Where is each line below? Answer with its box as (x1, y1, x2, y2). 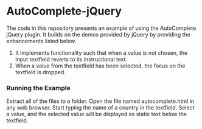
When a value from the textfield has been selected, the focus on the (15, 62, 186, 69)
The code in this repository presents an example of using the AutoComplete (6, 24, 197, 32)
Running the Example (6, 83, 71, 92)
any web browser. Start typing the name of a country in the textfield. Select (6, 104, 195, 111)
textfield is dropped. (15, 68, 66, 75)
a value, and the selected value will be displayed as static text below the (6, 111, 187, 118)
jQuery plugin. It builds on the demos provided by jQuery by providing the (6, 30, 190, 38)
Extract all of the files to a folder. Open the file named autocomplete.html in (6, 97, 195, 105)
